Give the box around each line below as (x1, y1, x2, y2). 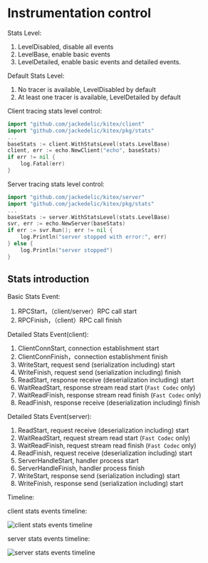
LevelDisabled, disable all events (17, 42, 114, 51)
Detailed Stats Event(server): (7, 412, 92, 420)
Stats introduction (7, 273, 90, 285)
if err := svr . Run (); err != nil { (7, 227, 113, 234)
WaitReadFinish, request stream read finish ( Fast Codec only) (17, 441, 197, 450)
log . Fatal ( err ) (20, 161, 66, 168)
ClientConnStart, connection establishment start (17, 344, 160, 352)
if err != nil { (7, 153, 56, 161)
